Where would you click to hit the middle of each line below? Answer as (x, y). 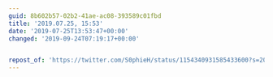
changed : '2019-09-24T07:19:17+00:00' (74, 38)
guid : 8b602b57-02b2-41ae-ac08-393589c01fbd (85, 16)
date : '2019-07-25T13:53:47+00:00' (69, 31)
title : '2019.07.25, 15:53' (56, 24)
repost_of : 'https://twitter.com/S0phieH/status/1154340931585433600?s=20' (139, 60)
